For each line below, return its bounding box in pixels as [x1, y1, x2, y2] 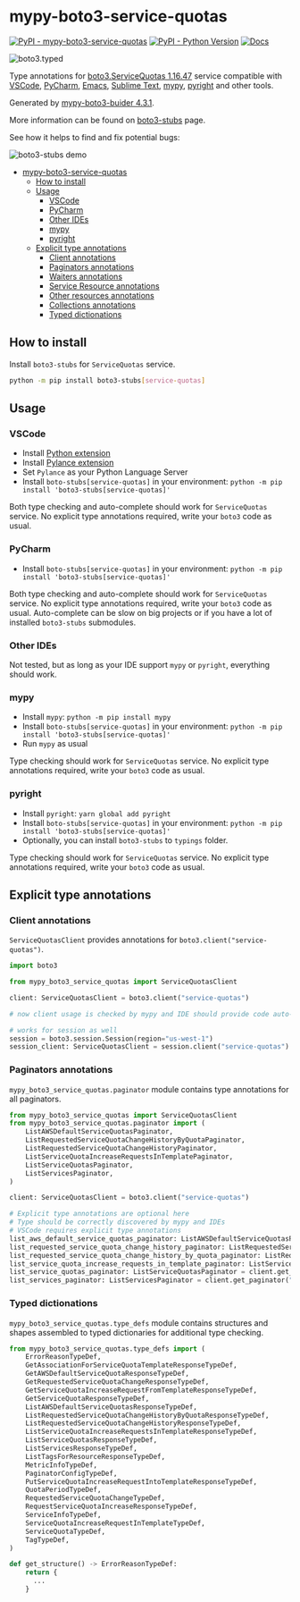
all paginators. [9, 1093, 62, 1104]
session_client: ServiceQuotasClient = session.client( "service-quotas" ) [9, 1042, 290, 1051]
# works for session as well [9, 1025, 118, 1034]
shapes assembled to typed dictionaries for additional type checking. [9, 1327, 264, 1337]
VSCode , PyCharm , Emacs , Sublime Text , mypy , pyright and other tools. [9, 80, 274, 90]
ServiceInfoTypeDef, [25, 1511, 102, 1520]
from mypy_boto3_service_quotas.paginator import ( [9, 1119, 205, 1128]
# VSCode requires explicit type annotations [9, 1227, 181, 1235]
